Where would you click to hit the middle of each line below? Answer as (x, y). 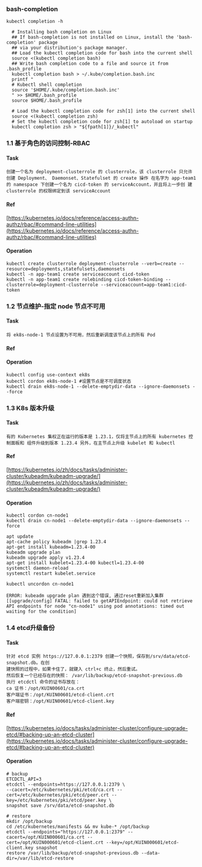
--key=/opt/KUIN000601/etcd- (143, 842)
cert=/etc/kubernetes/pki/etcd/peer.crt (58, 795)
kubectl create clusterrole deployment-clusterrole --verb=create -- (96, 263)
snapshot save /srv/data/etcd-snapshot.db (60, 806)
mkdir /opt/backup (29, 821)
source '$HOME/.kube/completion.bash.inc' (66, 90)
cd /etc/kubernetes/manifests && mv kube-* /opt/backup (78, 827)
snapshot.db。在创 (28, 663)
